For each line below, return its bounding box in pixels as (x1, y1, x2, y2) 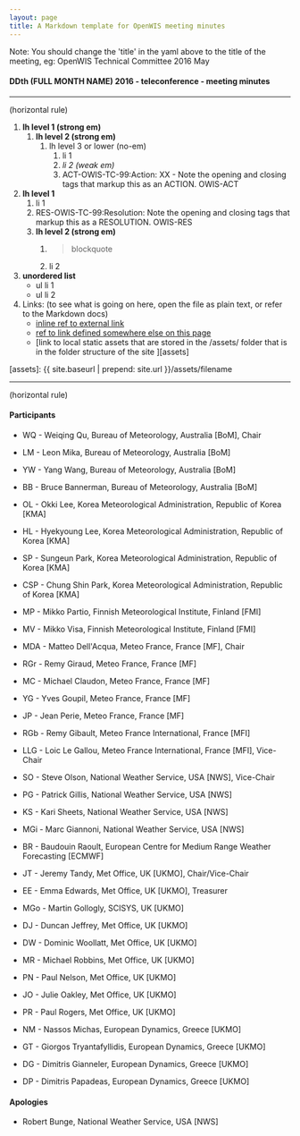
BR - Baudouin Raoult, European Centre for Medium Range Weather (21, 841, 271, 852)
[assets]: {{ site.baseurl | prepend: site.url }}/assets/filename (9, 363, 233, 374)
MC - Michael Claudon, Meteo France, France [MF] (21, 675, 211, 686)
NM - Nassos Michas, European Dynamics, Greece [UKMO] (21, 1023, 242, 1034)
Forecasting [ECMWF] (21, 851, 104, 861)
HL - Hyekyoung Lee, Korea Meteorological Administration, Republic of (21, 525, 284, 537)
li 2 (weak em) (62, 159, 115, 170)
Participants (9, 410, 56, 420)
